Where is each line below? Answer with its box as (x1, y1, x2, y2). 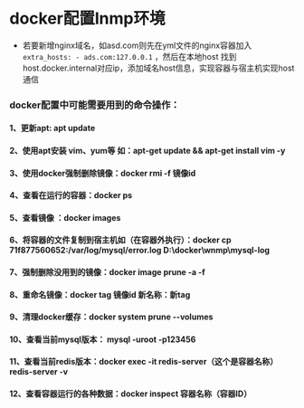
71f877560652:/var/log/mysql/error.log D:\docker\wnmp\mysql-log (9, 245, 270, 256)
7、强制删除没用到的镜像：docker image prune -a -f (9, 267, 205, 278)
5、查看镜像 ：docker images (9, 212, 121, 223)
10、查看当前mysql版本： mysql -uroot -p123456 (9, 334, 196, 345)
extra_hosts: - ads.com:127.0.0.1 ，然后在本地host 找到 (22, 51, 237, 62)
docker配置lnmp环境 (9, 8, 166, 29)
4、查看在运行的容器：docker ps (9, 190, 133, 201)
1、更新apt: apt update (9, 123, 96, 134)
